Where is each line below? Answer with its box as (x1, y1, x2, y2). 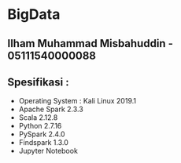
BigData (7, 5, 61, 24)
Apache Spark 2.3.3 (18, 104, 83, 114)
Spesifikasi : (7, 75, 69, 89)
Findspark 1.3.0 (18, 138, 68, 147)
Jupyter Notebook (18, 147, 78, 156)
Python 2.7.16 (18, 121, 62, 131)
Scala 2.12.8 (18, 113, 58, 122)
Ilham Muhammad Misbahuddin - (7, 37, 174, 50)
